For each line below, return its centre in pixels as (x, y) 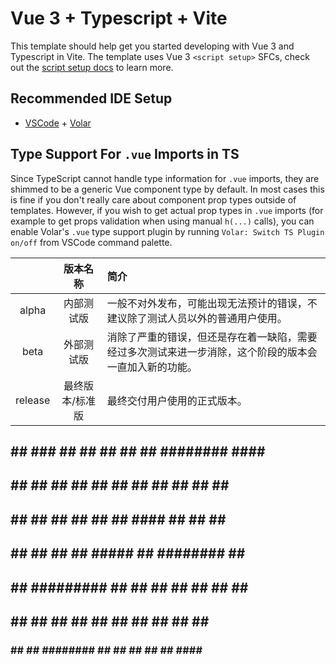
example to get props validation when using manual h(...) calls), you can (162, 221)
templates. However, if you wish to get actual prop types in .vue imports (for (167, 210)
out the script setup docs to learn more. (92, 67)
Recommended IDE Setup (91, 98)
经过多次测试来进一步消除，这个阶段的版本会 (212, 352)
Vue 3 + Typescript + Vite (119, 18)
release (33, 400)
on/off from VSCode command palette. (91, 242)
